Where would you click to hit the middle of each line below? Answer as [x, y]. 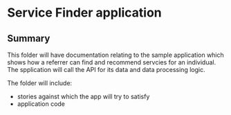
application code [41, 104]
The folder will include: [40, 83]
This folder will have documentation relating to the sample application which [116, 55]
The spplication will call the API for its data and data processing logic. [106, 70]
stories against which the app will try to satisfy [83, 96]
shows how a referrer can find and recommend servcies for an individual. [112, 62]
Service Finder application [85, 13]
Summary [29, 38]
